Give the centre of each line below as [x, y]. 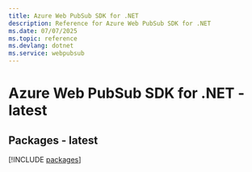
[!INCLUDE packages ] [45, 159]
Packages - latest [53, 140]
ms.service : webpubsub [46, 53]
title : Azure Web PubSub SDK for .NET [73, 16]
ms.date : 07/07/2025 [43, 31]
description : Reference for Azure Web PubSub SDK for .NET [110, 23]
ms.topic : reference [43, 38]
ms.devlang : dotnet [41, 46]
